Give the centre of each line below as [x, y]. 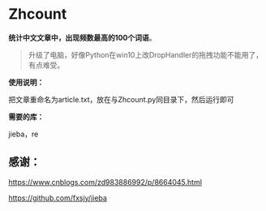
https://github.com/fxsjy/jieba [58, 198]
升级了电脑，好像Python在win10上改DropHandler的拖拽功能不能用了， [146, 54]
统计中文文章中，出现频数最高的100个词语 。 [82, 37]
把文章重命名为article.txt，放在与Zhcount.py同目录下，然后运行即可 [121, 99]
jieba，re [24, 134]
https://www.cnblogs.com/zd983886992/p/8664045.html [105, 182]
